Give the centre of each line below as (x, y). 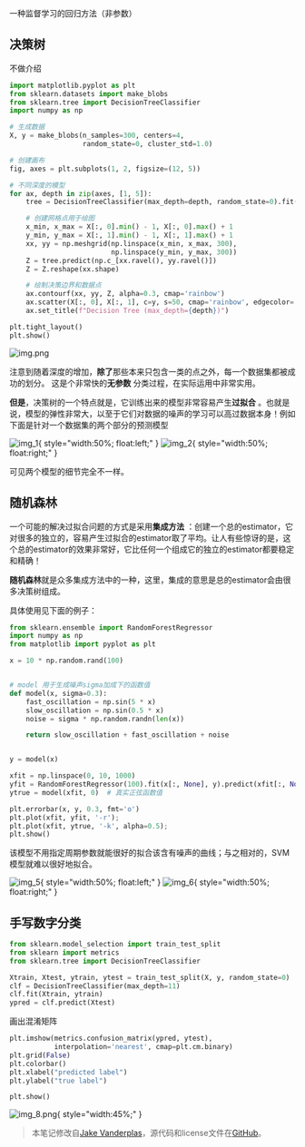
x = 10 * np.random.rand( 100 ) (67, 661)
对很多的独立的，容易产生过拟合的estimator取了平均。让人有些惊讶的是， (146, 537)
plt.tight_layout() (46, 327)
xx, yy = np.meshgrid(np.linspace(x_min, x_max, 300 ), (132, 243)
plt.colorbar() (38, 1064)
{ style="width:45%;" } (99, 1114)
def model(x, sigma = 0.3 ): (58, 693)
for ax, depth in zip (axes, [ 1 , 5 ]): (81, 193)
